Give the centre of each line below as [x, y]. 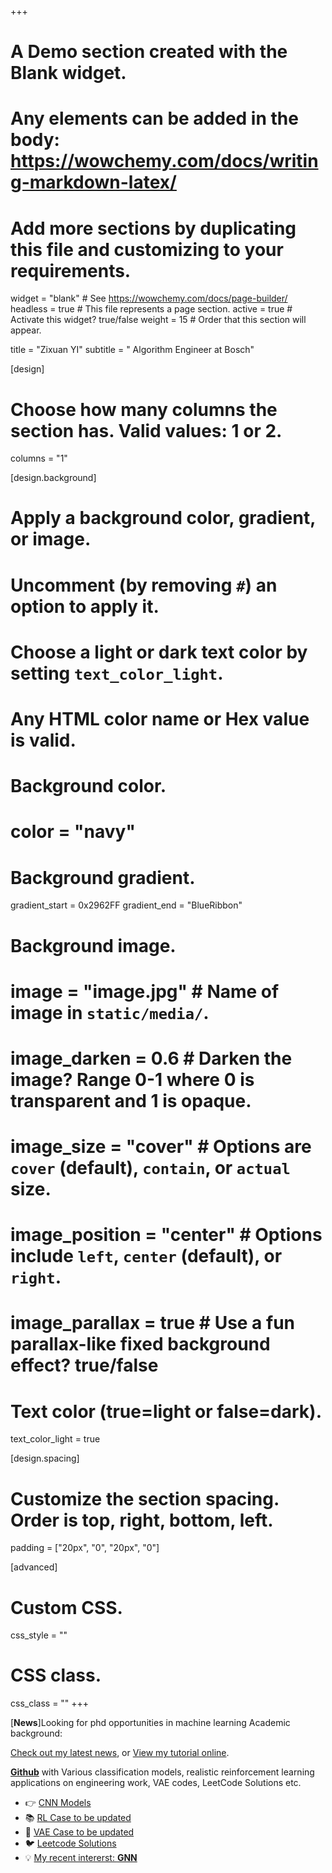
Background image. [93, 945]
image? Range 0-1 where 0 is [132, 1079]
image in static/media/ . [110, 1012]
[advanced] [34, 1567]
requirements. [71, 270]
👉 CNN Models [58, 1803]
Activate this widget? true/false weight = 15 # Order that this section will [158, 320]
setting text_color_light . [117, 673]
